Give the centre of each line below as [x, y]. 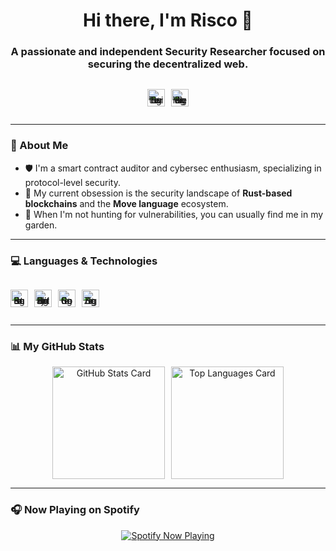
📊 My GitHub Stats [57, 346]
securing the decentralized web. [168, 64]
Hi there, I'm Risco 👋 [168, 20]
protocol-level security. [72, 182]
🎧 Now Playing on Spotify [75, 510]
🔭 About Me [39, 146]
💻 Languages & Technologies [84, 261]
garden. [41, 225]
